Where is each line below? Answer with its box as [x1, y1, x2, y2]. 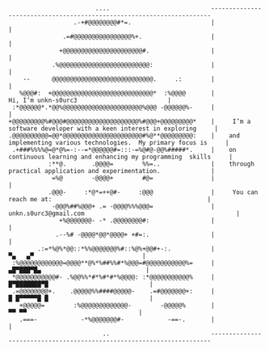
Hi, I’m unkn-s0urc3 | [8, 96, 172, 104]
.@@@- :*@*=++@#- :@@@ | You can [48, 188, 258, 196]
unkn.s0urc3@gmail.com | [8, 209, 241, 217]
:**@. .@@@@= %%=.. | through [48, 160, 254, 168]
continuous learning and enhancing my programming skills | [8, 153, 233, 161]
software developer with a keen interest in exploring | [8, 124, 219, 133]
